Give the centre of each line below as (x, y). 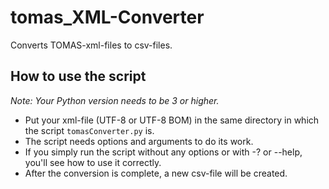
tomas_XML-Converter (107, 17)
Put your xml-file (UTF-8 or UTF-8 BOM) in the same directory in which (172, 120)
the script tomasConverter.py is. (89, 130)
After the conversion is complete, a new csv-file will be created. (156, 173)
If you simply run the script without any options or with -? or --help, (163, 152)
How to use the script (78, 76)
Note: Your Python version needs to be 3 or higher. (115, 100)
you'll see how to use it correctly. (93, 162)
